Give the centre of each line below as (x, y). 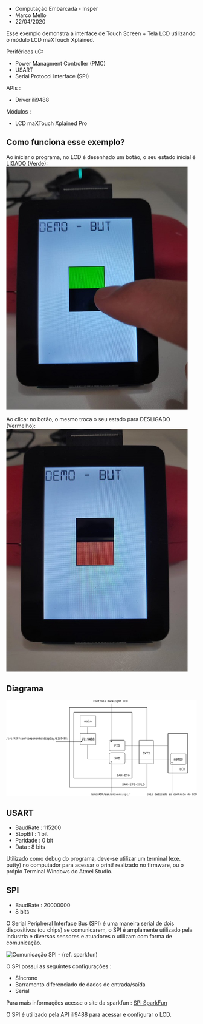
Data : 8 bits (30, 847)
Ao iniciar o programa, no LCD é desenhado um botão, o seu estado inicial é (101, 157)
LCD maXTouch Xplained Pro (51, 123)
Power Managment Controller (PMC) (60, 63)
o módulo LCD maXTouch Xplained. (50, 40)
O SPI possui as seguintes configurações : (59, 966)
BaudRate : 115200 (38, 827)
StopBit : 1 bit (31, 833)
